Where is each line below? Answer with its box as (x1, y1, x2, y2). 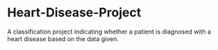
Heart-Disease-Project (7, 5, 142, 21)
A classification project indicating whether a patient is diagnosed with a (7, 27, 212, 36)
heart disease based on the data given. (7, 34, 119, 42)
